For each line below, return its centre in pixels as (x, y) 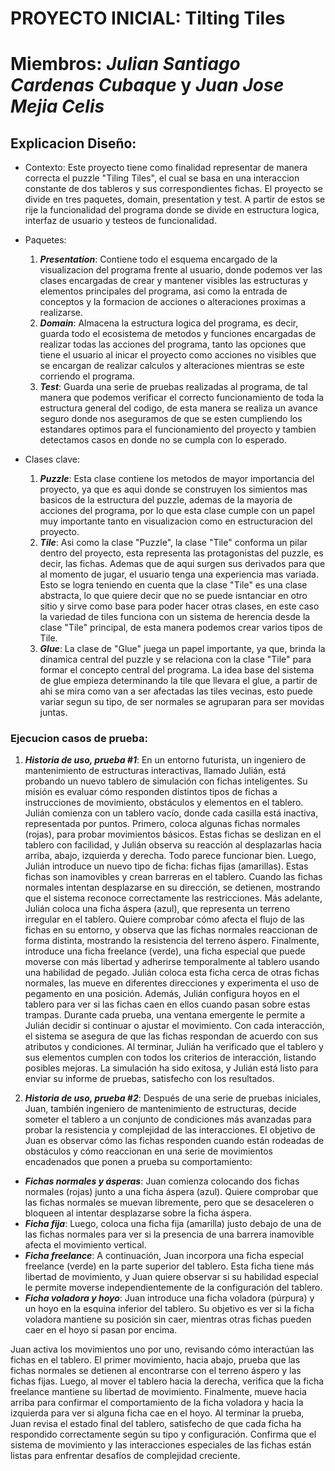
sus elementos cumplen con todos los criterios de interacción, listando (170, 1058)
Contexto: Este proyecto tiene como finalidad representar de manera (166, 168)
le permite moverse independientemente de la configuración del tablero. (173, 1288)
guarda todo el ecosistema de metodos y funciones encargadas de (178, 334)
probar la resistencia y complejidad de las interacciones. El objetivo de (170, 1130)
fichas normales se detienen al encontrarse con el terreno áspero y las (156, 1371)
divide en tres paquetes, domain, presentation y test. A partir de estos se (175, 199)
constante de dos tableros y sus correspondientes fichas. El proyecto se (174, 189)
